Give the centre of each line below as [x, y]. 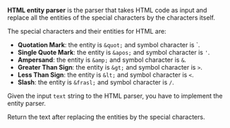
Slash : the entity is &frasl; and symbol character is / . [96, 82]
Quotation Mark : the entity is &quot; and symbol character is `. [109, 45]
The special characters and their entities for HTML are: [87, 31]
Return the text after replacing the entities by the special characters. [106, 117]
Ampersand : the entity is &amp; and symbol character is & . [102, 60]
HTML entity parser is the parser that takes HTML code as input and [107, 10]
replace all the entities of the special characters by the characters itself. [111, 18]
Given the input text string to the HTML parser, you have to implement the [115, 96]
